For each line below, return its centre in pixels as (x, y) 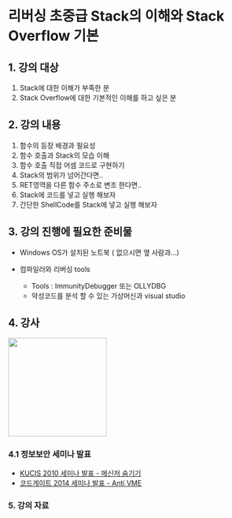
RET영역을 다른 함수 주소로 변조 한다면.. (81, 184)
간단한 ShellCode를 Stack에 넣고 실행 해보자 (88, 204)
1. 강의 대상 (33, 67)
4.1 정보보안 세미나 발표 (50, 454)
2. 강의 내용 (35, 125)
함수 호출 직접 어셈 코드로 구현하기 (72, 165)
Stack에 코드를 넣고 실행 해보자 (68, 195)
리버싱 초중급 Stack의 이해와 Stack (116, 16)
